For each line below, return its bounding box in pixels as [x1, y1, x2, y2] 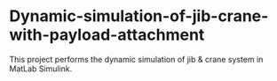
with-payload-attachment [9, 25, 205, 45]
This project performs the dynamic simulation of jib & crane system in [9, 54, 264, 64]
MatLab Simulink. [9, 63, 73, 74]
